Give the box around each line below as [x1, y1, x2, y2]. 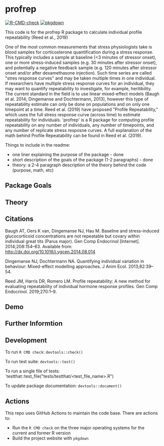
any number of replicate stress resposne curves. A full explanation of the [5, 127, 152, 133]
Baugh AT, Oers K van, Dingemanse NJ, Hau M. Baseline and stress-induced [5, 228, 160, 234]
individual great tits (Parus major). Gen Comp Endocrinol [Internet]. [5, 238, 141, 244]
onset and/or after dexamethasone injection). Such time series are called [5, 70, 152, 76]
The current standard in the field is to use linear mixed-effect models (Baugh [5, 91, 160, 97]
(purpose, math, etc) [12, 167, 54, 173]
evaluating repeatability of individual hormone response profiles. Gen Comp [5, 283, 158, 289]
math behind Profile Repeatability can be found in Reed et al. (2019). [5, 132, 143, 138]
